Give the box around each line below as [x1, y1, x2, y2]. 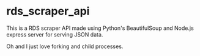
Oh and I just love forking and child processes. [6, 43, 124, 50]
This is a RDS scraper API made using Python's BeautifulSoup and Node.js [6, 24, 194, 32]
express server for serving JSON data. [6, 30, 103, 38]
